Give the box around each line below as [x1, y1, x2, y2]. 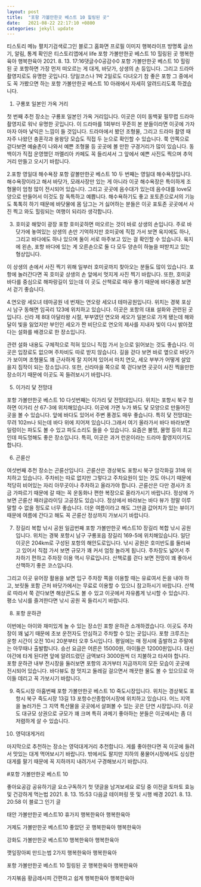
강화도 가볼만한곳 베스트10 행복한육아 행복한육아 [7, 836, 119, 844]
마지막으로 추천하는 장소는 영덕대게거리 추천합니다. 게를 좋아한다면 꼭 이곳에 [7, 743, 184, 750]
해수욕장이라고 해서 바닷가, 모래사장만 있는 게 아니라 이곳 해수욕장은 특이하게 [7, 178, 185, 186]
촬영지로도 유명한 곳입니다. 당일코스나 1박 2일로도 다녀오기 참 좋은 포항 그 [7, 72, 178, 80]
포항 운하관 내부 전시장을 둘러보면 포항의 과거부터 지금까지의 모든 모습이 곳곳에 [7, 660, 190, 667]
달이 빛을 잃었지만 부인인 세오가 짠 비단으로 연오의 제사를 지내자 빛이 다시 [7, 321, 177, 328]
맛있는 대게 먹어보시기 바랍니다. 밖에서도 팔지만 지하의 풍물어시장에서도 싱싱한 [13, 751, 195, 758]
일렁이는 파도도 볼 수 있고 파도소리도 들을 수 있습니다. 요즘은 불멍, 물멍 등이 [7, 426, 181, 434]
